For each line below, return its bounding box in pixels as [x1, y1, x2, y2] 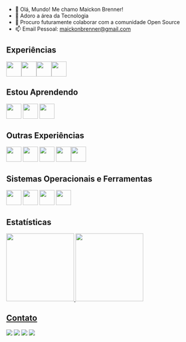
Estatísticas [6, 217, 52, 227]
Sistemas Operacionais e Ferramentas [6, 174, 152, 184]
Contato [6, 313, 37, 323]
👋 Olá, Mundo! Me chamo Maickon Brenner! [14, 6, 123, 13]
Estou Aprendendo [6, 87, 78, 98]
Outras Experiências [6, 130, 84, 141]
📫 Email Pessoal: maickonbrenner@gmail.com [14, 25, 131, 33]
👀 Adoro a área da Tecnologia [14, 12, 89, 19]
